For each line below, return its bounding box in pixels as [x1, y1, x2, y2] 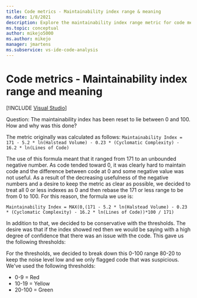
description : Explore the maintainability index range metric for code [6, 19, 185, 25]
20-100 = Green [14, 286, 54, 293]
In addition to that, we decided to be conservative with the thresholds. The [6, 219, 186, 227]
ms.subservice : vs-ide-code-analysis [6, 47, 98, 53]
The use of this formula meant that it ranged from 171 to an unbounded [6, 155, 176, 162]
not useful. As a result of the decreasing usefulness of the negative [6, 174, 169, 181]
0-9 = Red [14, 273, 40, 280]
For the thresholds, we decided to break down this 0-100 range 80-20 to [6, 250, 181, 257]
